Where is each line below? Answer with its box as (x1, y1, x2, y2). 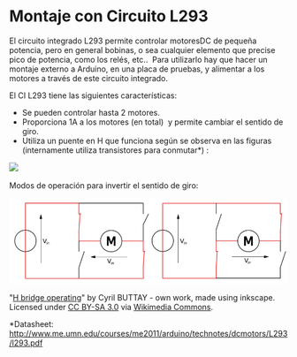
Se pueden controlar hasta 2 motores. (21, 107, 161, 118)
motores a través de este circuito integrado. (9, 72, 169, 83)
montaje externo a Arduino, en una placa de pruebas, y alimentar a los (9, 64, 265, 74)
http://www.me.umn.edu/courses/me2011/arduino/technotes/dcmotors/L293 (9, 328, 288, 338)
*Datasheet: (9, 318, 55, 329)
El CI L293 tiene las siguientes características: (9, 90, 178, 101)
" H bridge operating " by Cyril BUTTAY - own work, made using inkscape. (9, 292, 276, 302)
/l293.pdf (9, 338, 43, 348)
